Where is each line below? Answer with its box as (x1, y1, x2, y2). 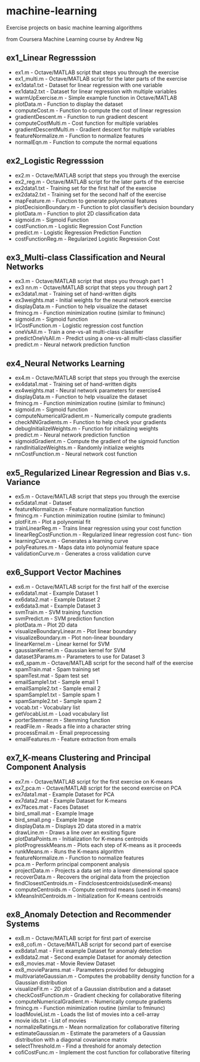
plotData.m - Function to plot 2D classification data (14, 210, 140, 217)
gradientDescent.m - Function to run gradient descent (14, 113, 148, 120)
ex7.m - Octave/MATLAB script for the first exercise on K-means (14, 778, 173, 785)
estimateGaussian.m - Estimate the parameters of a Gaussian (14, 1030, 166, 1037)
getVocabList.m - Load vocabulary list (14, 710, 109, 717)
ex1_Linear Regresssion (6, 53, 97, 63)
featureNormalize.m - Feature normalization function (14, 506, 144, 512)
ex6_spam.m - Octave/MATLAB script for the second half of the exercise (14, 659, 193, 667)
